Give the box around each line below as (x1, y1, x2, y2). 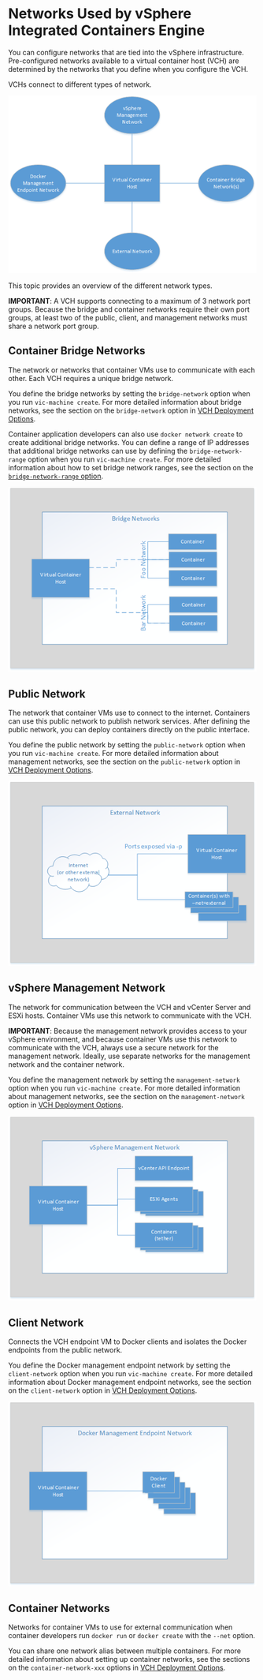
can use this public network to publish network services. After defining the (8, 717, 250, 726)
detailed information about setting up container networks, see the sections (8, 1655, 250, 1664)
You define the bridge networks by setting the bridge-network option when (8, 388, 250, 398)
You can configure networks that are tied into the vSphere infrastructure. (8, 47, 244, 57)
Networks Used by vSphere (8, 5, 191, 23)
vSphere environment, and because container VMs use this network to (8, 1035, 238, 1044)
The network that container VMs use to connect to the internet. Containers (8, 708, 250, 718)
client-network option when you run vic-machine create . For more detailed (8, 1368, 254, 1378)
